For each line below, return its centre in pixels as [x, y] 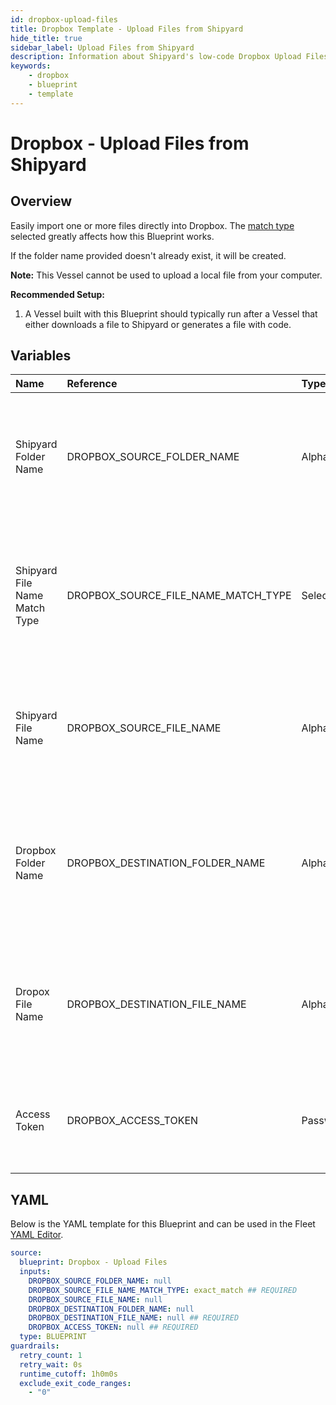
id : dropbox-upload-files [64, 19]
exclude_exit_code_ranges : [75, 1383]
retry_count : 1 [51, 1355]
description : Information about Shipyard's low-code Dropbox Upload [156, 57]
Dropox [32, 992]
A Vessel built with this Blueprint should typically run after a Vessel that [171, 313]
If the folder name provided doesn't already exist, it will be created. [148, 255]
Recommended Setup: [57, 294]
